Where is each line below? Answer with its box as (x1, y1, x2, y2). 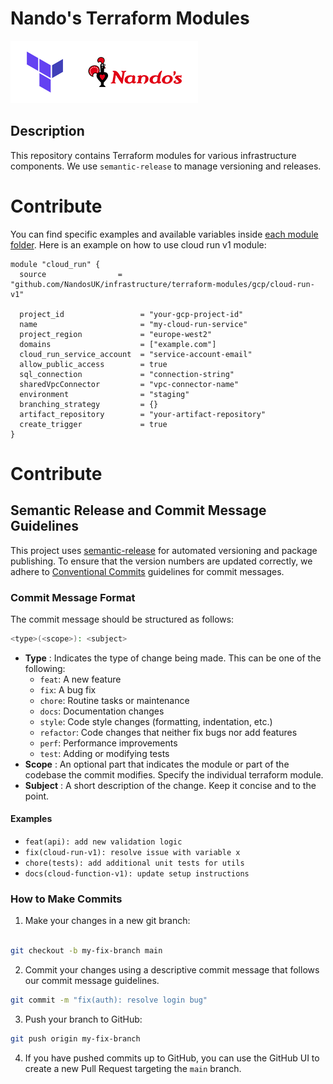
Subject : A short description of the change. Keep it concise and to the (24, 779, 317, 791)
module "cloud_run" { (10, 259, 101, 269)
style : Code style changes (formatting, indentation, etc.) (39, 715, 273, 727)
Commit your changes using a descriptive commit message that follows (24, 964, 320, 976)
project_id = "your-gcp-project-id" (19, 309, 244, 319)
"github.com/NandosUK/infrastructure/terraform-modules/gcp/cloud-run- (10, 279, 315, 289)
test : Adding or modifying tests (39, 747, 170, 759)
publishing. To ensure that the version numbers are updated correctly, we (10, 555, 313, 567)
